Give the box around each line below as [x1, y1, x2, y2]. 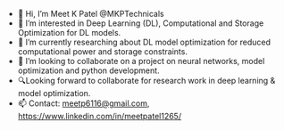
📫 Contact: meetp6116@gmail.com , [17, 98, 150, 109]
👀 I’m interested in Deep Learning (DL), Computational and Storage [17, 18, 264, 28]
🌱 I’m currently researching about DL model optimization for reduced [17, 37, 271, 47]
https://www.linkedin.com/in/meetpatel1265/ [17, 111, 181, 121]
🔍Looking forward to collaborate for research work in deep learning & [17, 76, 276, 85]
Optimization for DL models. [17, 28, 121, 37]
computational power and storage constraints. [17, 46, 188, 57]
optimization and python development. [17, 65, 160, 76]
